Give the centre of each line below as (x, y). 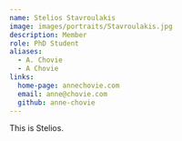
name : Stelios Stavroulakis (63, 18)
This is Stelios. (36, 128)
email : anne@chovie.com (62, 94)
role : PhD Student (44, 43)
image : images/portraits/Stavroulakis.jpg (91, 26)
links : (22, 77)
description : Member (49, 35)
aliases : (26, 52)
